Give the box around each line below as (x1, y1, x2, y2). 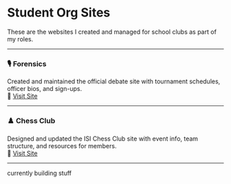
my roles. (7, 34, 34, 43)
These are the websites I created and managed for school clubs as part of (7, 28, 217, 36)
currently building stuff (7, 169, 72, 177)
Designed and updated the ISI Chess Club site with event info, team (7, 134, 198, 143)
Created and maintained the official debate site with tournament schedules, (7, 77, 221, 85)
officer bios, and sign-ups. (7, 85, 82, 93)
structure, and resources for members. (7, 141, 117, 150)
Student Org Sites (7, 5, 111, 21)
